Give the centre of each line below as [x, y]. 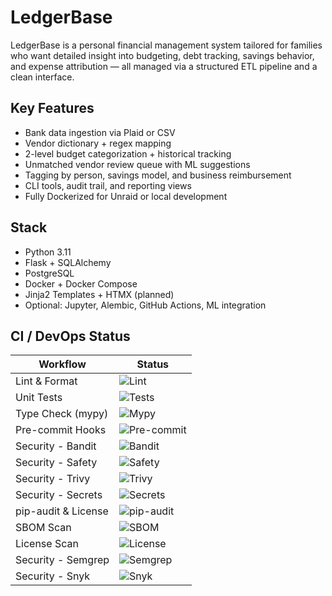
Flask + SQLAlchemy [68, 262]
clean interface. [42, 77]
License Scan [47, 544]
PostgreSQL [49, 273]
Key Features [52, 108]
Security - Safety [56, 463]
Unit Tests [39, 398]
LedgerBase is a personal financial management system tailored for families [166, 45]
